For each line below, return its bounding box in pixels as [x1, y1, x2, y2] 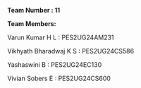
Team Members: [7, 20, 56, 27]
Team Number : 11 [7, 6, 61, 14]
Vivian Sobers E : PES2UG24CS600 [7, 74, 111, 82]
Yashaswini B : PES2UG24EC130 [7, 61, 102, 69]
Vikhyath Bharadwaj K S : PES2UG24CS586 [7, 47, 135, 55]
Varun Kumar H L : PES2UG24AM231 [7, 33, 114, 42]
